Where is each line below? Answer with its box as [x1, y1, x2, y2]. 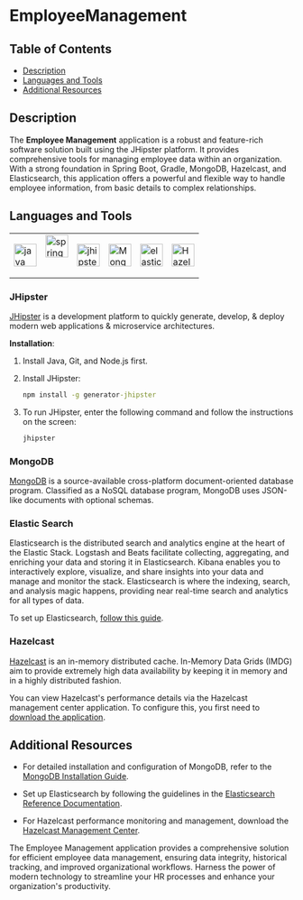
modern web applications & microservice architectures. [9, 320, 215, 331]
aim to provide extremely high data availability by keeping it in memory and [9, 665, 288, 676]
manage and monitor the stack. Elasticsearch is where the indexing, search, [9, 576, 290, 587]
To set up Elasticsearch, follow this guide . [9, 612, 164, 623]
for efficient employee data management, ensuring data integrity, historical [9, 852, 287, 863]
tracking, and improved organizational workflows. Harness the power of [9, 862, 276, 873]
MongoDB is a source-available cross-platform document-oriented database [9, 475, 294, 486]
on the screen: [22, 416, 77, 427]
